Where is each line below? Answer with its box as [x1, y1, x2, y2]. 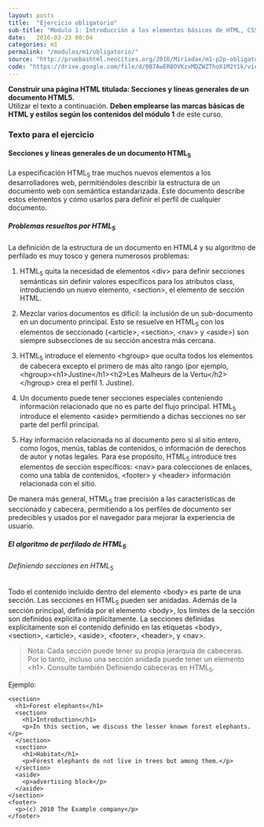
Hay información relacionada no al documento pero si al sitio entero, [19, 435, 241, 445]
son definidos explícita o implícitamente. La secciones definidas [8, 614, 215, 623]
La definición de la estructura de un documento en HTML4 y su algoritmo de [8, 243, 256, 253]
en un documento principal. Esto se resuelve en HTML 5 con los [19, 317, 225, 328]
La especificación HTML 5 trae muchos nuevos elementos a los [8, 168, 211, 179]
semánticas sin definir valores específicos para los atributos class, [19, 277, 236, 286]
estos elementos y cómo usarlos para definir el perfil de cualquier [8, 194, 222, 205]
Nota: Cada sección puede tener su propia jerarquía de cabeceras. [27, 646, 244, 655]
